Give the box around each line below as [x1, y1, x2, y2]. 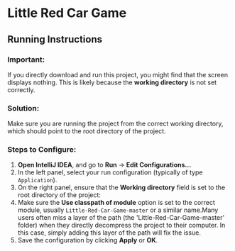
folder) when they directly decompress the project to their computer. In [17, 221, 226, 230]
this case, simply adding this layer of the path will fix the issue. [17, 228, 201, 237]
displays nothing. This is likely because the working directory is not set [7, 78, 217, 87]
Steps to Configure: [7, 145, 77, 155]
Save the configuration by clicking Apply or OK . [17, 236, 158, 245]
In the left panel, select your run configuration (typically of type [17, 168, 203, 177]
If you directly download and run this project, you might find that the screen [7, 70, 229, 79]
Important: [7, 55, 45, 65]
